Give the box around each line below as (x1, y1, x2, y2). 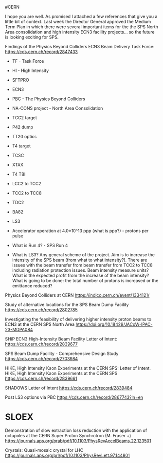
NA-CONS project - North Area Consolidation (12, 106, 103, 111)
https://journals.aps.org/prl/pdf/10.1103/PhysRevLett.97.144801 (5, 452, 130, 458)
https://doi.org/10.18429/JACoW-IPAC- (75, 321, 153, 327)
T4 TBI (12, 171, 26, 177)
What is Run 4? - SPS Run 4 (12, 243, 68, 248)
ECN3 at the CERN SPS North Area (5, 321, 75, 327)
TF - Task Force (12, 58, 44, 64)
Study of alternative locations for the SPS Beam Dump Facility (5, 302, 129, 307)
